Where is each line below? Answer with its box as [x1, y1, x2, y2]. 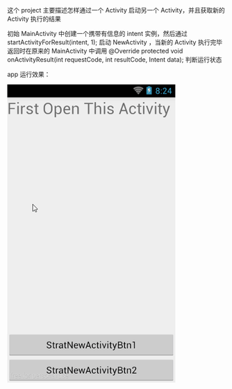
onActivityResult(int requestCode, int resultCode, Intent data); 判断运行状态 [7, 55, 222, 64]
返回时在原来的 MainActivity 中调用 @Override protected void [7, 47, 183, 55]
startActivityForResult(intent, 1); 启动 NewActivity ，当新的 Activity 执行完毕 [7, 38, 223, 46]
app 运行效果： [7, 70, 51, 78]
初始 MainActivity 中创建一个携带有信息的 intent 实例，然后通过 [7, 30, 188, 37]
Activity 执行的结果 [7, 15, 61, 23]
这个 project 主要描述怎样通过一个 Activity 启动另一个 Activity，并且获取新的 [7, 6, 226, 14]
